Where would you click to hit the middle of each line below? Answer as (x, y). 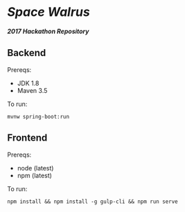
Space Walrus (49, 12)
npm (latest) (34, 175)
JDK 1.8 (28, 83)
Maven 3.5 (32, 90)
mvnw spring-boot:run (38, 116)
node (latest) (35, 168)
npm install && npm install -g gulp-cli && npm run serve (92, 202)
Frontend (27, 138)
